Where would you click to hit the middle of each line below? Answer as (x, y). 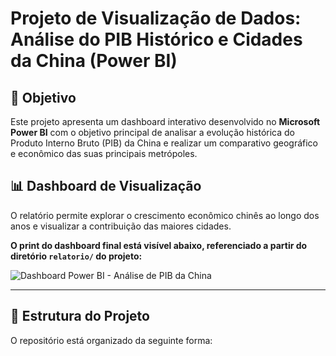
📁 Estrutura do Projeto (80, 316)
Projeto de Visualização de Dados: (156, 18)
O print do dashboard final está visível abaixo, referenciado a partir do (159, 245)
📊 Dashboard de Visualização (106, 186)
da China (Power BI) (94, 61)
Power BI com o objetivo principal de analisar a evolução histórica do (152, 132)
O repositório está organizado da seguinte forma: (111, 340)
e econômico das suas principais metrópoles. (104, 153)
